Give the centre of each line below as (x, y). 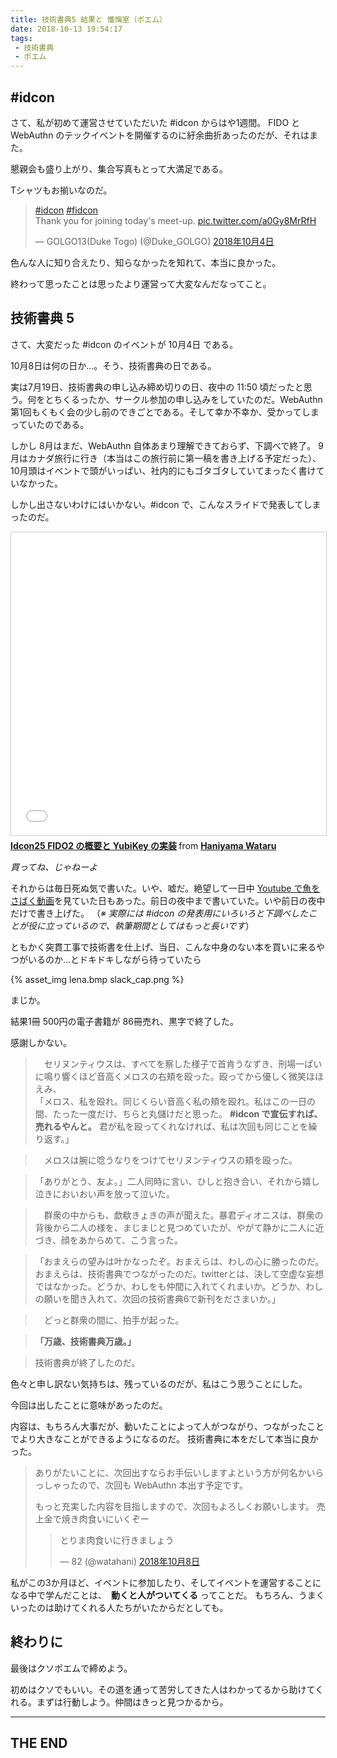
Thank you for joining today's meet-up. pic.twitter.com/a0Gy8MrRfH (175, 220)
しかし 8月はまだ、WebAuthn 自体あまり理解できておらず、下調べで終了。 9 (167, 445)
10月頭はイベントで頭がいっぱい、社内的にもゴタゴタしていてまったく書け (163, 470)
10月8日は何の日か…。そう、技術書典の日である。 (113, 365)
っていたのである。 (50, 424)
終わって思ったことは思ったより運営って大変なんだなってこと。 (141, 283)
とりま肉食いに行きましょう (117, 1540)
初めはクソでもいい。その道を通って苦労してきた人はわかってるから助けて (163, 1689)
